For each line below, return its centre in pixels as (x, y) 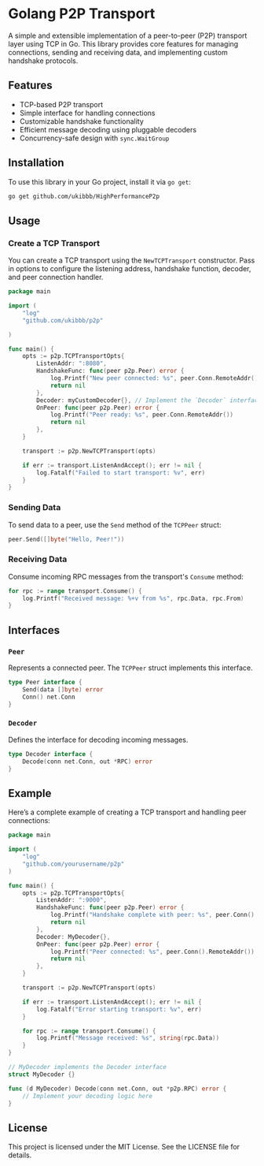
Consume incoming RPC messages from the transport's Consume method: (126, 576)
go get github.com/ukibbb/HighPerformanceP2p (84, 196)
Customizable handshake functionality (81, 121)
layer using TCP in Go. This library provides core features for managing (123, 43)
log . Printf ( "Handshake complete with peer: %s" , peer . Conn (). (154, 915)
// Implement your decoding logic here (88, 1096)
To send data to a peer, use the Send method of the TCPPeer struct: (115, 524)
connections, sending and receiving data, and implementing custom (118, 52)
